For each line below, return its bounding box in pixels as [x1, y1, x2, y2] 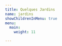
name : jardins [5, 12, 34, 16]
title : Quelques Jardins [5, 7, 55, 12]
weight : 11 [14, 30, 36, 34]
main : [9, 25, 21, 30]
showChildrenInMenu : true [5, 16, 57, 21]
